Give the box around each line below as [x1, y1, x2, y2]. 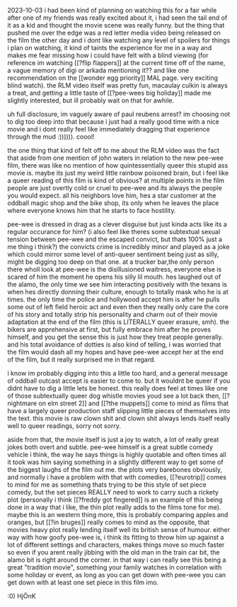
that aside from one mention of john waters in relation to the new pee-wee [7, 154, 224, 162]
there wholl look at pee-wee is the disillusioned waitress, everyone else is [7, 265, 222, 273]
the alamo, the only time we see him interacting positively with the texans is [7, 280, 228, 289]
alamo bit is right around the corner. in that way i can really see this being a [7, 555, 226, 564]
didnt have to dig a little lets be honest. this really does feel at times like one [7, 384, 228, 392]
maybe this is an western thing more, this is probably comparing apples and [7, 511, 229, 519]
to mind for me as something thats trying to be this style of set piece [7, 480, 207, 489]
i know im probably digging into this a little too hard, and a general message [7, 369, 229, 377]
